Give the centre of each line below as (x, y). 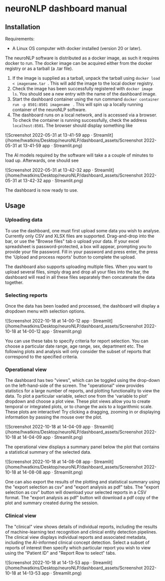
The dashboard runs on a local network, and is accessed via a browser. (85, 115)
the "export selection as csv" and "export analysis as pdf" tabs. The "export (82, 487)
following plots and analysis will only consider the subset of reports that (78, 351)
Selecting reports (26, 295)
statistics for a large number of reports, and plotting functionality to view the (82, 391)
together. (14, 282)
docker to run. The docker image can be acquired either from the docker (79, 63)
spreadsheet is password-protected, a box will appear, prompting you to (78, 246)
